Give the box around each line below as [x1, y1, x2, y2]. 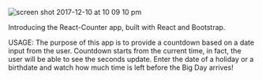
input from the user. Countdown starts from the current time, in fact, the [8, 46, 242, 55]
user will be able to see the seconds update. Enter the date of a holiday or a [8, 55, 254, 64]
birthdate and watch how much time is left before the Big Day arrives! [8, 63, 234, 72]
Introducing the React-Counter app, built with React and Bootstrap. [8, 23, 226, 31]
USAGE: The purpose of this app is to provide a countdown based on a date [8, 38, 255, 47]
